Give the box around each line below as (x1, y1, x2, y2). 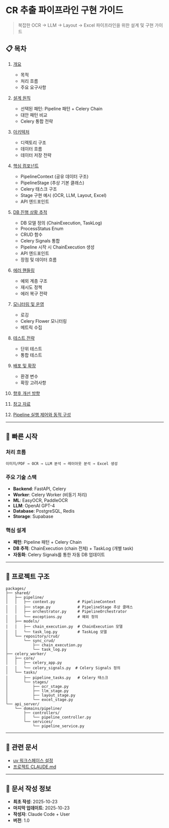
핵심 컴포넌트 (13, 163, 39, 169)
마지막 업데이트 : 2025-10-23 (13, 805, 70, 811)
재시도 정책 (20, 284, 42, 290)
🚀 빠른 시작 (6, 432, 38, 441)
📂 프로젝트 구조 (6, 572, 50, 581)
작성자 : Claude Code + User (13, 811, 70, 817)
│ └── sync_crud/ (6, 638, 56, 643)
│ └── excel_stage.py (6, 697, 73, 702)
